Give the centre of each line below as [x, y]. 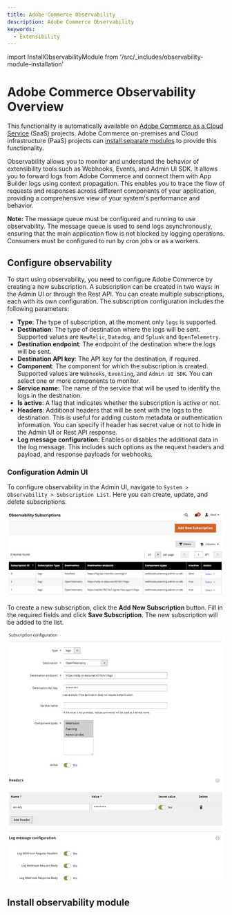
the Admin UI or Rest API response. [67, 432]
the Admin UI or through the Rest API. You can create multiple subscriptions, [116, 294]
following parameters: [38, 309]
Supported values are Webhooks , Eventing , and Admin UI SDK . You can [115, 374]
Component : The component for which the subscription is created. [113, 366]
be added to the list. [36, 622]
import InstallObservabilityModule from [63, 57]
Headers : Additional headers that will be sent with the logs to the [109, 410]
